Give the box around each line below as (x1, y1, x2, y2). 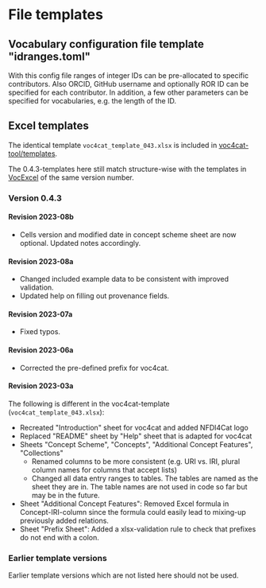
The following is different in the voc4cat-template (8, 399, 171, 408)
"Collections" (19, 448, 64, 458)
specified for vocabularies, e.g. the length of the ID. (8, 96, 177, 105)
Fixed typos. (19, 327, 61, 337)
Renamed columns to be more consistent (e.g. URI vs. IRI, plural (31, 456, 241, 466)
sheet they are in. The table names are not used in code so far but (31, 481, 248, 491)
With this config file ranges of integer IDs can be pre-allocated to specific (8, 71, 249, 80)
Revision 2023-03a (8, 381, 74, 391)
